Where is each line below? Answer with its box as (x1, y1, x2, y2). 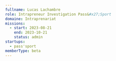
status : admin (14, 35, 43, 40)
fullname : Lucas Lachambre (5, 7, 61, 12)
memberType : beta (5, 48, 41, 53)
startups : (5, 39, 26, 44)
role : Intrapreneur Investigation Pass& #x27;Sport (5, 12, 112, 17)
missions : (5, 21, 26, 26)
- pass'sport (9, 44, 37, 49)
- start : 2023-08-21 (9, 26, 52, 30)
